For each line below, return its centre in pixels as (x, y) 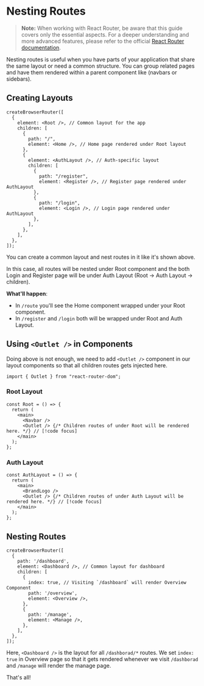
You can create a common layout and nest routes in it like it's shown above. (101, 257)
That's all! (19, 677)
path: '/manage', (50, 615)
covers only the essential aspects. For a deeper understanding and (105, 34)
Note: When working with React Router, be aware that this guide (102, 28)
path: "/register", (63, 176)
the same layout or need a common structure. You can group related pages (100, 66)
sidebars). (19, 79)
